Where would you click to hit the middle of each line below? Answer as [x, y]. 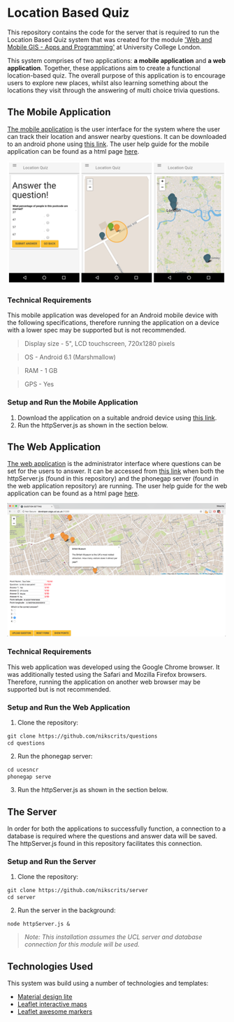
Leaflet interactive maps [52, 1005]
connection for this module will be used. [82, 944]
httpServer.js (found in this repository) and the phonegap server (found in [113, 479]
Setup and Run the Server [52, 861]
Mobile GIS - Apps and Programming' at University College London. [104, 47]
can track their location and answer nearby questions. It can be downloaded [117, 136]
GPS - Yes [39, 384]
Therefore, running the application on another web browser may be [104, 682]
